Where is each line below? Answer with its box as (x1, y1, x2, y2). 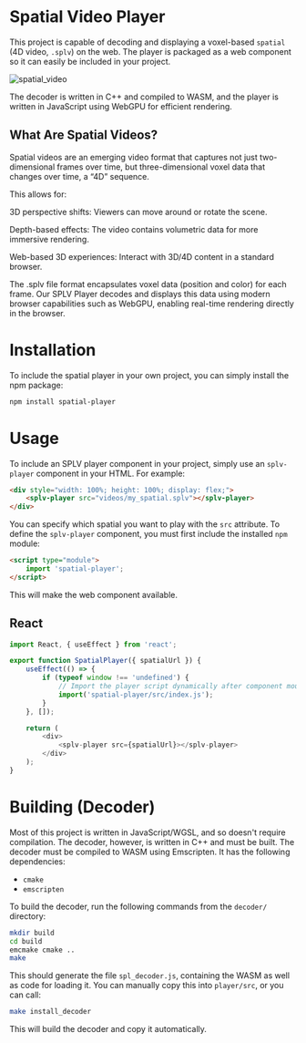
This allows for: (9, 189, 67, 200)
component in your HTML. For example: (36, 468, 185, 479)
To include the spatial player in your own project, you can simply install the (9, 369, 290, 380)
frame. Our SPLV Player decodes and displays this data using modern (9, 288, 270, 299)
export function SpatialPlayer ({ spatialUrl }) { (9, 656, 202, 666)
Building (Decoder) (9, 797, 156, 817)
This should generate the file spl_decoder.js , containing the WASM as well (9, 970, 290, 981)
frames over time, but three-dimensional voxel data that (56, 161, 266, 172)
